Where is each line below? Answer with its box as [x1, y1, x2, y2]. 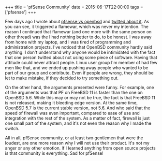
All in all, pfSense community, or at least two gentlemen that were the [5, 135, 144, 141]
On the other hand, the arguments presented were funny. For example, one [5, 85, 154, 90]
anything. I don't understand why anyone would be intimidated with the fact [5, 49, 156, 55]
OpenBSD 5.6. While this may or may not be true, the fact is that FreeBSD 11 [5, 95, 156, 101]
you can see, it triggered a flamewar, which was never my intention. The [5, 24, 149, 29]
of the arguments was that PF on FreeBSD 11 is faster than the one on [5, 89, 143, 95]
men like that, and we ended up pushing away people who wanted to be [5, 65, 148, 71]
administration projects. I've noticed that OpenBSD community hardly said [5, 44, 152, 50]
